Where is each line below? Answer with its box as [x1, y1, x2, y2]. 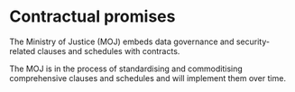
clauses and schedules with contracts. [37, 45, 180, 56]
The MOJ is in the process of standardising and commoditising [9, 63, 244, 74]
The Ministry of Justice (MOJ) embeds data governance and [9, 36, 235, 47]
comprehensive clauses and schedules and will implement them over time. [9, 72, 287, 83]
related [9, 45, 36, 56]
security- [235, 36, 271, 47]
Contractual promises [9, 6, 176, 27]
